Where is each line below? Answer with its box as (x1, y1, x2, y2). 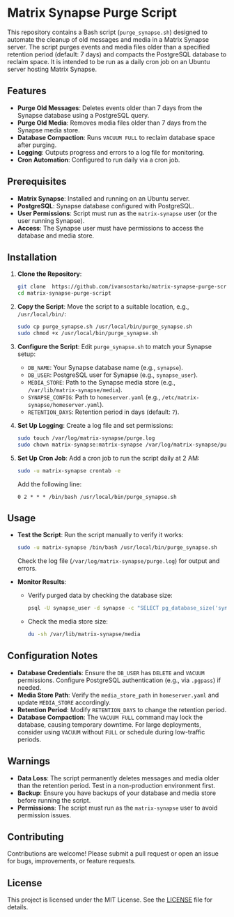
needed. (17, 683, 42, 691)
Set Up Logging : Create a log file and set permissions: (17, 421, 173, 429)
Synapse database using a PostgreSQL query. (17, 111, 150, 119)
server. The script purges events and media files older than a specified (7, 43, 210, 51)
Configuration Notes (7, 650, 98, 662)
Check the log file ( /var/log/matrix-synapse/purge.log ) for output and (17, 557, 220, 565)
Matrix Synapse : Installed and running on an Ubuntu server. (17, 194, 190, 203)
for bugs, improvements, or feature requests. (7, 857, 136, 865)
